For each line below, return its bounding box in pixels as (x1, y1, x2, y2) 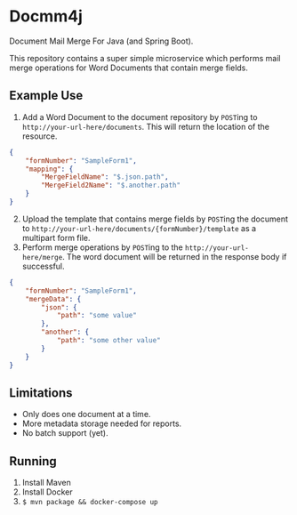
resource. (21, 131, 58, 141)
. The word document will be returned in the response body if (61, 251, 287, 262)
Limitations (9, 385, 73, 400)
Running (9, 454, 58, 469)
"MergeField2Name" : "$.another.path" (41, 181, 181, 190)
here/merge (21, 253, 63, 262)
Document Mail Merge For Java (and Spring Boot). (9, 36, 194, 46)
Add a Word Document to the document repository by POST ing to (21, 111, 258, 122)
